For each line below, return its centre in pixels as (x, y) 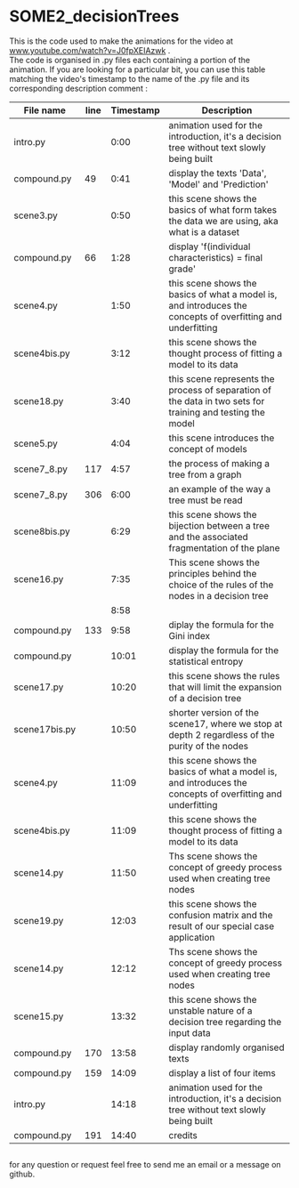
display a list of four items (222, 1072)
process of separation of (220, 390)
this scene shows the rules (224, 675)
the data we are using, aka (223, 221)
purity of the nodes (209, 746)
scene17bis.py (45, 729)
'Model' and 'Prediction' (218, 184)
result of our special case (222, 925)
